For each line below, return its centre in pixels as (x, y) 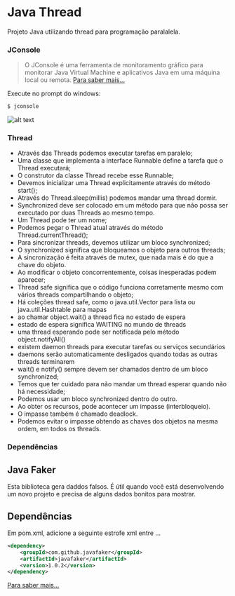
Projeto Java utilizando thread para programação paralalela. (94, 32)
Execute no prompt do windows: (54, 94)
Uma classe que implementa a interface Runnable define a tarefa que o (120, 161)
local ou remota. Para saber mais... (74, 80)
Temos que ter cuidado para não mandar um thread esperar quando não (122, 384)
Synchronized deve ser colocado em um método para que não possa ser (122, 205)
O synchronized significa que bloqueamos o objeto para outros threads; (121, 250)
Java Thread (45, 12)
